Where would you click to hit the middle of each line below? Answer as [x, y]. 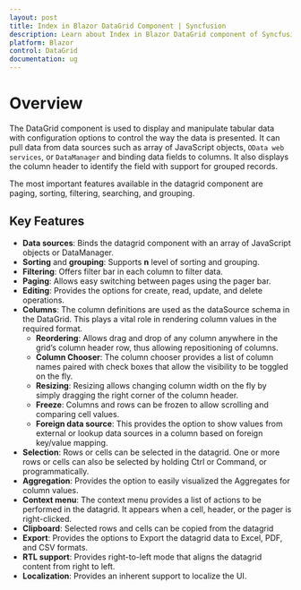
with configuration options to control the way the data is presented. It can [145, 137]
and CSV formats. [55, 547]
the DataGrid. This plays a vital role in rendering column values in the [150, 319]
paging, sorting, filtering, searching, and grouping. [102, 192]
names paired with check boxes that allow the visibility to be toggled [162, 366]
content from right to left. [69, 566]
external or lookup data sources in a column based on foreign [149, 433]
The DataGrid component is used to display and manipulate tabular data [142, 128]
